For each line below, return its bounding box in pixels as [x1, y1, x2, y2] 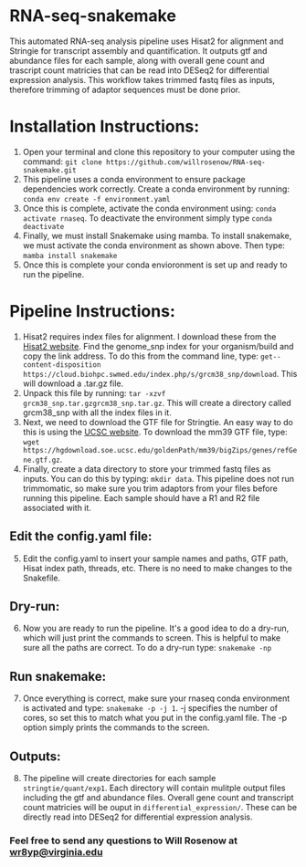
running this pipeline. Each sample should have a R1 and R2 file [22, 492, 260, 503]
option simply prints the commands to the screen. [22, 722, 210, 733]
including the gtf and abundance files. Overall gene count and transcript [22, 792, 294, 803]
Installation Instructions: [9, 116, 200, 137]
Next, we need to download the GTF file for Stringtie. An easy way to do [22, 416, 294, 427]
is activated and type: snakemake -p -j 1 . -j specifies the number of [22, 703, 279, 714]
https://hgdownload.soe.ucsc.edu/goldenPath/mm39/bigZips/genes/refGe [22, 445, 298, 454]
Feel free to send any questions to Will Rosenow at [9, 834, 237, 847]
